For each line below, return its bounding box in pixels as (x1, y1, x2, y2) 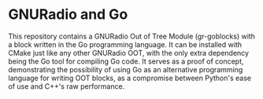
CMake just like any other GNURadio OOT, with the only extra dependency (8, 48, 250, 57)
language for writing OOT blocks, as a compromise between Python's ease (8, 73, 252, 82)
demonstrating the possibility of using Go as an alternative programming (8, 64, 243, 74)
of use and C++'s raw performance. (8, 81, 125, 91)
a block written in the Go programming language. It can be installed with (8, 39, 243, 49)
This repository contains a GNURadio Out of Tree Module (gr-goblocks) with (8, 31, 256, 41)
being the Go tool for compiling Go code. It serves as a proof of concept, (8, 57, 244, 66)
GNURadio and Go (8, 5, 128, 24)
